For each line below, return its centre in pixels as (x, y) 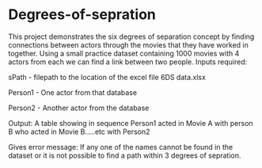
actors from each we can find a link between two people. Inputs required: (128, 62)
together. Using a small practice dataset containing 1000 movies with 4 (124, 53)
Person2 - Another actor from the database (79, 108)
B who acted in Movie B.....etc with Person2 (79, 132)
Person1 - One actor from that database (72, 92)
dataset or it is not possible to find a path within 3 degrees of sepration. (125, 155)
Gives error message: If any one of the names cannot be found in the (121, 147)
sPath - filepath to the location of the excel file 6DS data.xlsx (107, 77)
